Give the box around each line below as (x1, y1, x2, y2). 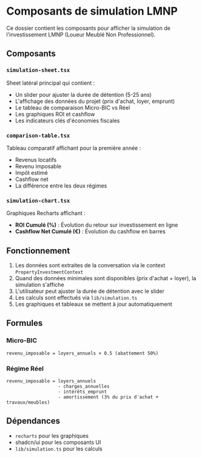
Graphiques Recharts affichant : (6, 210, 86, 217)
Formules (6, 318, 43, 328)
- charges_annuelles (58, 384, 110, 390)
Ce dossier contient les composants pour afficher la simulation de (6, 24, 171, 32)
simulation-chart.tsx (6, 197, 70, 204)
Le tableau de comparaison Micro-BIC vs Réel (15, 104, 130, 111)
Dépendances (6, 416, 61, 426)
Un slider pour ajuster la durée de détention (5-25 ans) (15, 91, 152, 98)
